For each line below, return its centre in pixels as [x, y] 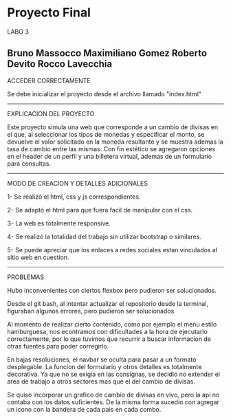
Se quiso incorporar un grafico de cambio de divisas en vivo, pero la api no [113, 395]
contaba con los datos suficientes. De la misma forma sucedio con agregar [113, 402]
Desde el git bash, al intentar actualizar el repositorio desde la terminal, [108, 303]
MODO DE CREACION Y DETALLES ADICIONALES [77, 183]
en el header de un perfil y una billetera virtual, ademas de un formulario [109, 156]
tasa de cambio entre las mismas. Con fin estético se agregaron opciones [111, 148]
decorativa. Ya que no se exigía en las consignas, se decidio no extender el [113, 374]
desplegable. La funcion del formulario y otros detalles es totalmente [104, 366]
